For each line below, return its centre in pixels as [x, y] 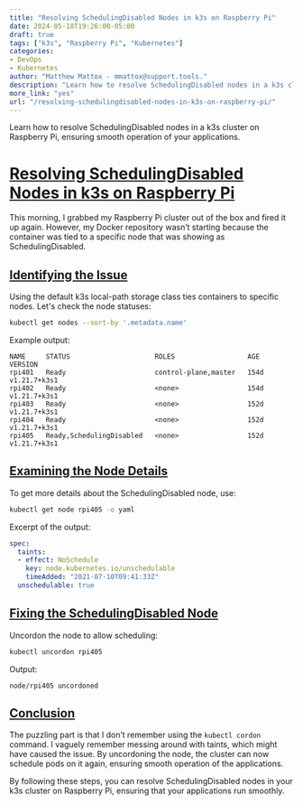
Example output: [40, 340]
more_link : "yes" [42, 93]
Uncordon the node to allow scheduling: [83, 635]
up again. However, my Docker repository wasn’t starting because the [139, 228]
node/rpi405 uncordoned [54, 686]
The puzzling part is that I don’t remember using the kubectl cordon [135, 735]
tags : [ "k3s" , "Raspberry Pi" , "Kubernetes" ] [96, 43]
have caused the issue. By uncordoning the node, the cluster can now [139, 754]
